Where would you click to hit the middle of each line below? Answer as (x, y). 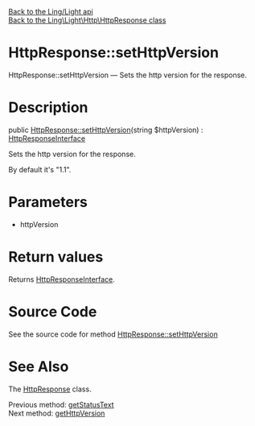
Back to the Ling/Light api (51, 12)
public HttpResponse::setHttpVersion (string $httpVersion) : (106, 130)
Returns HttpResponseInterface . (62, 279)
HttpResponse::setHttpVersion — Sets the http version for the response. (127, 75)
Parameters (48, 203)
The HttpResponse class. (50, 389)
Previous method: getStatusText (61, 404)
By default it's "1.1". (40, 169)
